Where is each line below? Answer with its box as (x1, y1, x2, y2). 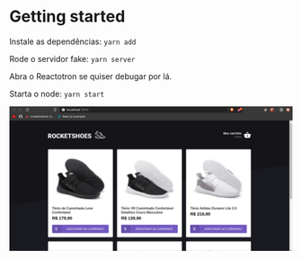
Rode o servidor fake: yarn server (9, 53, 136, 64)
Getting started (9, 6, 126, 27)
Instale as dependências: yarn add (9, 36, 137, 47)
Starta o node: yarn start (9, 88, 105, 99)
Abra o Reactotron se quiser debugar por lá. (9, 70, 173, 82)
